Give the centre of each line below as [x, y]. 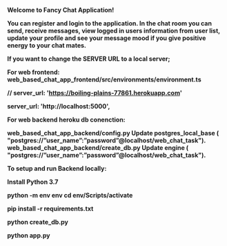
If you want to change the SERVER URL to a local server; [89, 59]
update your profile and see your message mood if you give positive [107, 38]
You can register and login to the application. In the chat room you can [110, 23]
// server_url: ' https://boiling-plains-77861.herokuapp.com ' [95, 93]
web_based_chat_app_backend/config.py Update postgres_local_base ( [113, 133]
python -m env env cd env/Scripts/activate [70, 195]
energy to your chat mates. [47, 45]
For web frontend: [33, 72]
